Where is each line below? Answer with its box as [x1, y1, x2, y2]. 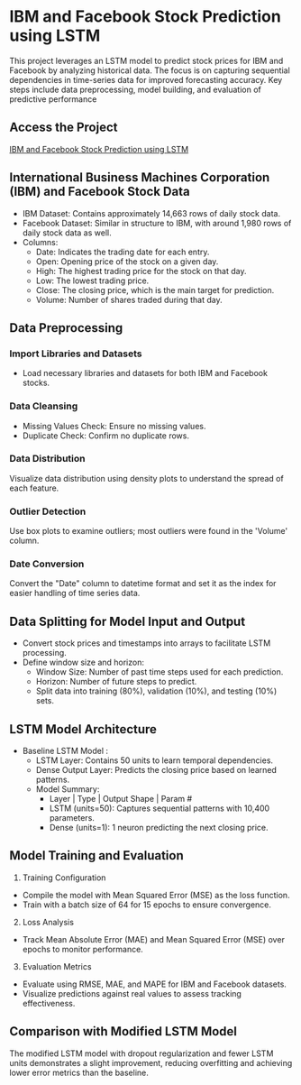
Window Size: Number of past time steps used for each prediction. [35, 667, 284, 677]
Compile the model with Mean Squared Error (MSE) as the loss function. [22, 889, 290, 900]
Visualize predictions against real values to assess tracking [22, 988, 242, 998]
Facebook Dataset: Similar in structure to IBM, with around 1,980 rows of [22, 217, 292, 228]
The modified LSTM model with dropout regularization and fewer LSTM [9, 1048, 274, 1059]
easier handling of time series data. [9, 588, 141, 599]
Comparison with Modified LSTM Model [9, 1024, 237, 1039]
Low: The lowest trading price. [35, 275, 150, 286]
